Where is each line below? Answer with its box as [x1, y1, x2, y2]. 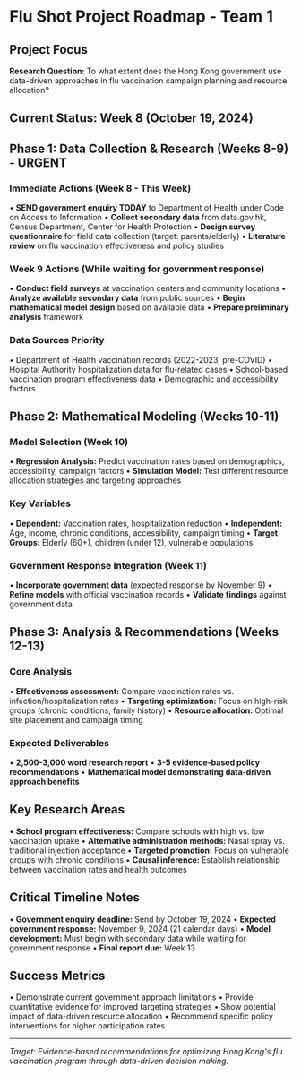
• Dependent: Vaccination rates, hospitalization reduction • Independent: [9, 518, 283, 529]
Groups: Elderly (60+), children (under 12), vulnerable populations [9, 537, 254, 547]
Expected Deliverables [9, 736, 110, 749]
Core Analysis [9, 666, 73, 678]
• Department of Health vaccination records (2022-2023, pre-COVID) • [9, 354, 273, 365]
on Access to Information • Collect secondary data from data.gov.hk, [9, 212, 267, 223]
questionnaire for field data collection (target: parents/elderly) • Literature [9, 231, 287, 242]
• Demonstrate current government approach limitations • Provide [9, 992, 254, 1002]
